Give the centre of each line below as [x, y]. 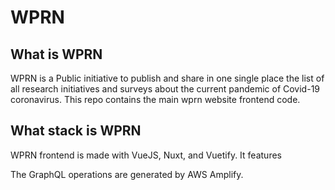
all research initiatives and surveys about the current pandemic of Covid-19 [165, 89]
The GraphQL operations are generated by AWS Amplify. [127, 174]
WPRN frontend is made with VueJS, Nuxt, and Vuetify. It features [146, 155]
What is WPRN [56, 54]
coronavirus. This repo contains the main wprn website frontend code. [155, 99]
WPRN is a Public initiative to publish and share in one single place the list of [167, 78]
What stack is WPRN [76, 131]
